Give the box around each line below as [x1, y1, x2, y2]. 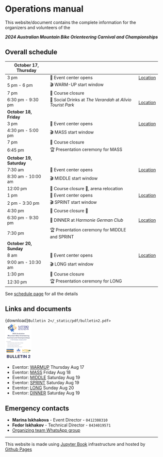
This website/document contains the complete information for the [5, 19, 136, 25]
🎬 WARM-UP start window [49, 82, 104, 87]
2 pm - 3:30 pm [7, 200, 40, 206]
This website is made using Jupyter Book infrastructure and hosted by [5, 441, 146, 447]
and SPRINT [49, 234, 74, 240]
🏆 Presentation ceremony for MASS [49, 147, 123, 152]
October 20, [7, 241, 33, 246]
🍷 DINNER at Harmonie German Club [49, 217, 124, 223]
